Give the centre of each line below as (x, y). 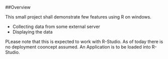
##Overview (18, 7)
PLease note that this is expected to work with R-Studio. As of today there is (84, 41)
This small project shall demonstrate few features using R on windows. (78, 17)
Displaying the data (32, 32)
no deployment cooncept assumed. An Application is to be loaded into (78, 47)
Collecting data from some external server (56, 26)
